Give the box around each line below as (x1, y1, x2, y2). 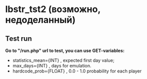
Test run (5, 34, 32, 43)
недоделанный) (5, 14, 76, 26)
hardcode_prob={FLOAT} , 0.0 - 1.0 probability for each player (12, 68, 142, 74)
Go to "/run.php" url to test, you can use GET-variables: (5, 48, 125, 53)
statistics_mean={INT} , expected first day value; (12, 57, 115, 63)
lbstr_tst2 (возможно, (5, 4, 101, 15)
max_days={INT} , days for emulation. (12, 63, 92, 68)
